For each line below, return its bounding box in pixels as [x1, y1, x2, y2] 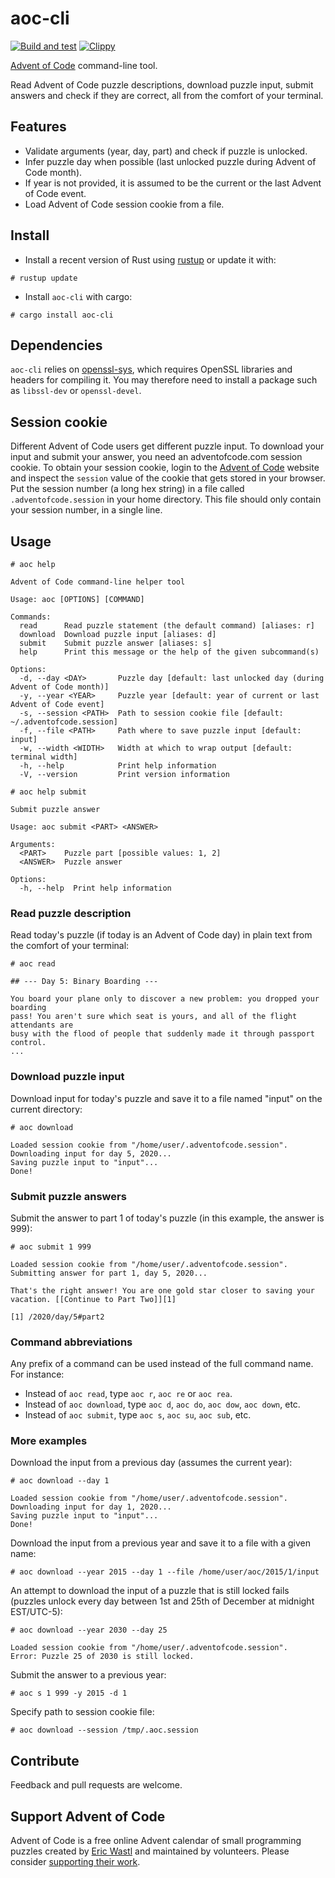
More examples [10, 1434, 88, 1448]
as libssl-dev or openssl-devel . [10, 385, 142, 397]
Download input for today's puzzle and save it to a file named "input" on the [10, 1092, 323, 1104]
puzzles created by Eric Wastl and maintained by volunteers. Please [10, 1845, 290, 1857]
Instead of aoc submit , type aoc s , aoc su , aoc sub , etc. [24, 1409, 252, 1421]
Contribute [10, 1752, 80, 1769]
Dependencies [10, 337, 103, 354]
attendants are [10, 1020, 74, 1031]
